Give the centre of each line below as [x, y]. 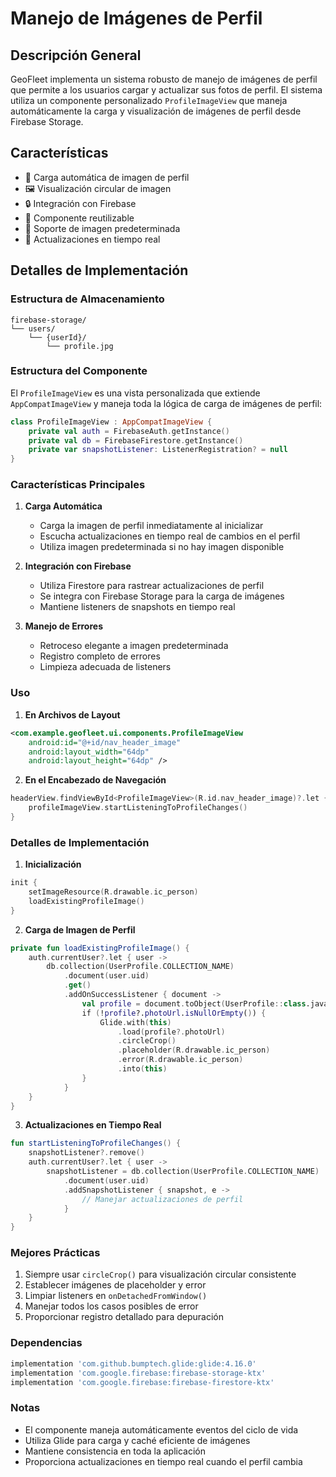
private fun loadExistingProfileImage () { [100, 948]
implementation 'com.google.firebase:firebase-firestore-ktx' [142, 1382]
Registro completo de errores [100, 656]
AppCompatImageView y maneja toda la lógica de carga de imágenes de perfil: [166, 403]
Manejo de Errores [63, 626]
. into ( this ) [142, 1069]
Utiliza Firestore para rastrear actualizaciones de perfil [152, 586]
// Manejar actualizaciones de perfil [162, 1199]
